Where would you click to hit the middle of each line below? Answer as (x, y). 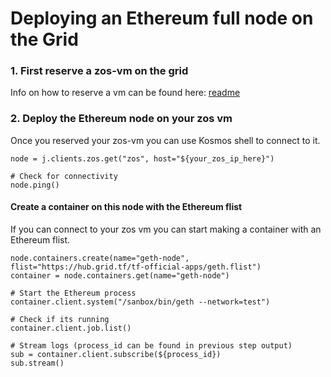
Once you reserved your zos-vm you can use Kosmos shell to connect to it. (165, 140)
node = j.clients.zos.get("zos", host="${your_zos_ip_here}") (142, 158)
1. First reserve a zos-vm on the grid (99, 71)
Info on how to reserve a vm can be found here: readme (125, 93)
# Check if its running (60, 319)
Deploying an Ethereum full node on (162, 18)
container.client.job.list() (71, 328)
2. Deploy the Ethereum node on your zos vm (121, 119)
